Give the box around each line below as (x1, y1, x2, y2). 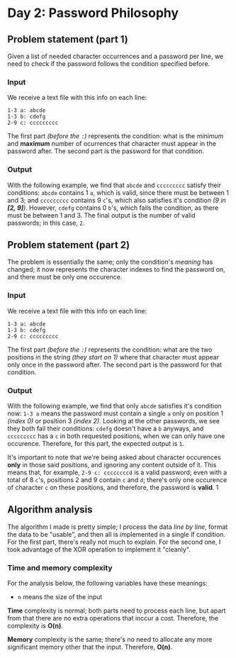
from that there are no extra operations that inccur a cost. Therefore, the (7, 614, 218, 623)
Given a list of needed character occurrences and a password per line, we (7, 52, 224, 60)
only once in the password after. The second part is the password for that (7, 360, 222, 369)
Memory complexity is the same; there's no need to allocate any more (7, 635, 213, 644)
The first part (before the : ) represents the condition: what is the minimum (7, 132, 224, 140)
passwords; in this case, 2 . (7, 218, 85, 227)
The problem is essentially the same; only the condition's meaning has (7, 257, 213, 267)
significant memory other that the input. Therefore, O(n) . (7, 643, 173, 652)
